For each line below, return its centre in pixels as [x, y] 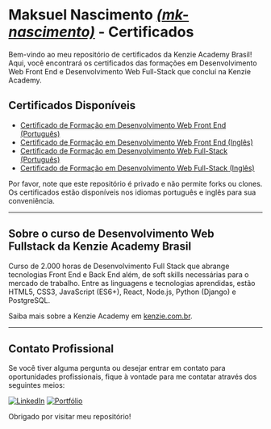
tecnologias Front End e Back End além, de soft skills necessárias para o [129, 274]
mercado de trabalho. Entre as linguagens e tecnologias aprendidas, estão [132, 283]
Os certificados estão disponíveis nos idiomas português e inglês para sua [132, 192]
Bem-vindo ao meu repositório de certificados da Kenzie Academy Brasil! [130, 54]
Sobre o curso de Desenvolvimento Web [112, 234]
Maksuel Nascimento [81, 15]
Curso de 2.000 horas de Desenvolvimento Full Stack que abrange [119, 266]
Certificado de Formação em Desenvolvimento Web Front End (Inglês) [137, 142]
